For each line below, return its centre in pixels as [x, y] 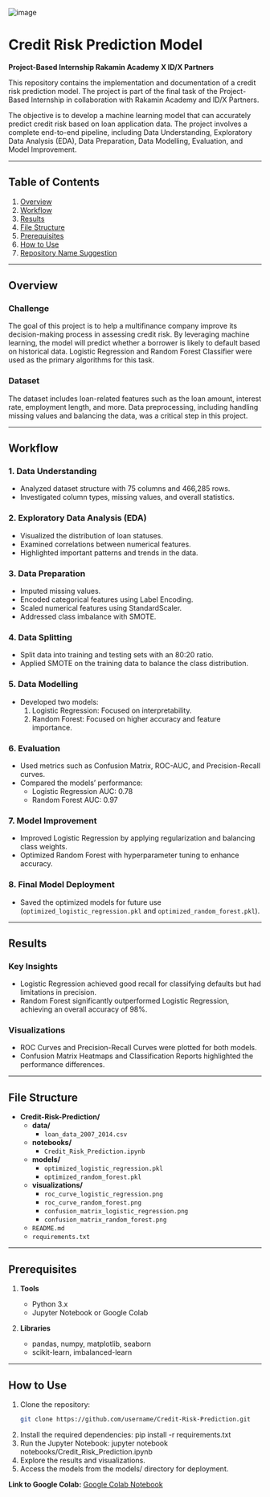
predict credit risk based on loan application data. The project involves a [128, 124]
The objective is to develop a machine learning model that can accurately [130, 115]
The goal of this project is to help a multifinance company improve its [123, 326]
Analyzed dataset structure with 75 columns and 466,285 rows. [125, 489]
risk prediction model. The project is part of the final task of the [113, 91]
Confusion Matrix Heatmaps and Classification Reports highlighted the [137, 1056]
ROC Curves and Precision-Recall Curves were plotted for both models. [138, 1048]
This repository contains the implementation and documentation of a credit [132, 82]
